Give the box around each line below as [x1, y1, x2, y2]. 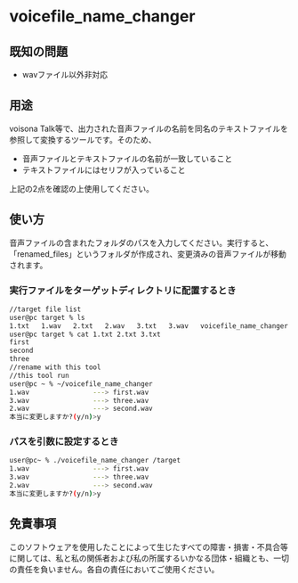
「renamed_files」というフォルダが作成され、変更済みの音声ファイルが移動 [9, 248, 287, 259]
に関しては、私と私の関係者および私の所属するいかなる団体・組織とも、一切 [9, 553, 289, 563]
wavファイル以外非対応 [21, 70, 109, 79]
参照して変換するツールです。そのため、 [9, 134, 157, 144]
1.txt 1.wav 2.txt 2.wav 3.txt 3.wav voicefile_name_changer [9, 321, 289, 331]
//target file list [9, 305, 82, 314]
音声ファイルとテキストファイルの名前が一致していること [21, 153, 233, 164]
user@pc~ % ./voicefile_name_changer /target [9, 456, 181, 465]
